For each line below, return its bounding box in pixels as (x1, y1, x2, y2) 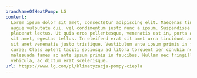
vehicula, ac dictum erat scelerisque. (11, 57, 109, 63)
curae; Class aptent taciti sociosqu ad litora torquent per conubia (11, 47, 185, 53)
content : (5, 14, 27, 20)
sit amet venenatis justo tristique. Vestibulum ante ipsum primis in (11, 42, 188, 48)
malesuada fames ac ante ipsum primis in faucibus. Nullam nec (11, 52, 169, 58)
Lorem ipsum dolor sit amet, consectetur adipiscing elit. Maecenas (11, 19, 182, 25)
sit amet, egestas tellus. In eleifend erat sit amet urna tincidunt (11, 36, 185, 42)
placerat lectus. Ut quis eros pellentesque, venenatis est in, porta (11, 30, 188, 36)
